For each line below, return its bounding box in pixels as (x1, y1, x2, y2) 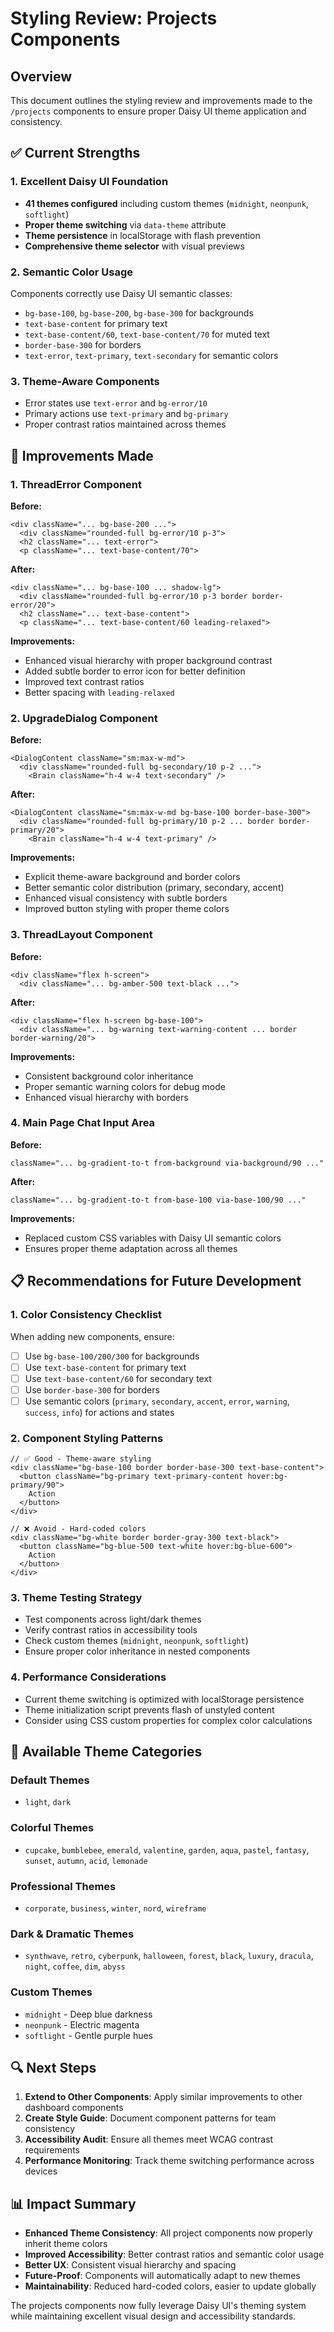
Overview (10, 68, 73, 85)
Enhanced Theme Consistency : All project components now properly (24, 2227, 313, 2239)
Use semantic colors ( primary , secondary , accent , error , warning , (24, 1395, 290, 1407)
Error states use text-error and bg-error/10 (24, 397, 208, 409)
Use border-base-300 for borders (24, 1383, 160, 1396)
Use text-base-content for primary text (24, 1361, 187, 1373)
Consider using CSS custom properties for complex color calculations (24, 1714, 313, 1726)
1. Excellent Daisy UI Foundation (10, 175, 169, 189)
